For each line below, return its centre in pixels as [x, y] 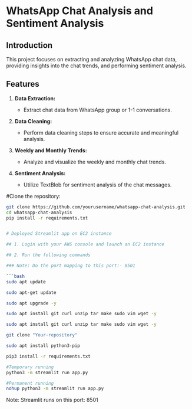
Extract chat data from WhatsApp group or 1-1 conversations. [97, 110]
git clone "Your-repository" [42, 335]
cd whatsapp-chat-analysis [39, 212]
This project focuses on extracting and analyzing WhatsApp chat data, [92, 59]
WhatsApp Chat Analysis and [80, 11]
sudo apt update [26, 282]
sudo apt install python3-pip [43, 346]
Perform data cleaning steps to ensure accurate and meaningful [101, 132]
